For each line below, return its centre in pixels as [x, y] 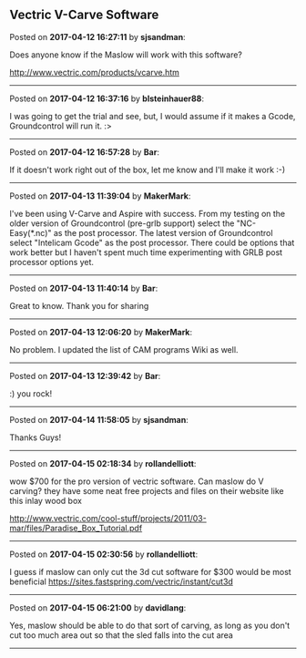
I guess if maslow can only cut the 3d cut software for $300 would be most [150, 571]
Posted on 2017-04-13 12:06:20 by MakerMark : [101, 332]
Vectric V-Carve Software [84, 15]
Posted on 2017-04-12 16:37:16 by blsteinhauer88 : [107, 98]
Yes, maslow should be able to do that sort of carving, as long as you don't [150, 625]
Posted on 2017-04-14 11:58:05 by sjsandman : [99, 419]
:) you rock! [31, 393]
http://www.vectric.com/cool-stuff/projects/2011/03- [108, 518]
